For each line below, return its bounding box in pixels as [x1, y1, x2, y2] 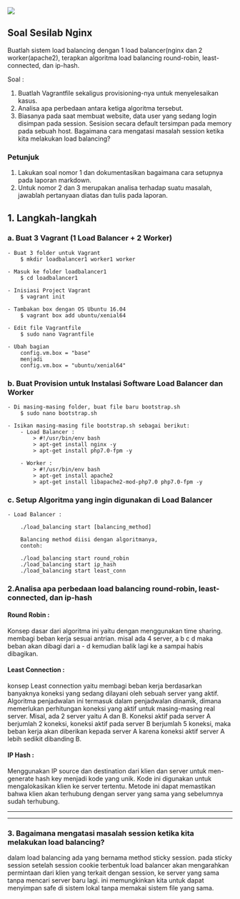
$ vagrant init [20, 293, 66, 300]
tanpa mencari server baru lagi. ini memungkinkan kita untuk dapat [7, 876, 205, 885]
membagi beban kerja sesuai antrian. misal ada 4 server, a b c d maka [7, 634, 213, 643]
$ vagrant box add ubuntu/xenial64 [20, 311, 126, 319]
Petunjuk [7, 152, 39, 162]
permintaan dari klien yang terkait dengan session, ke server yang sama [7, 868, 220, 878]
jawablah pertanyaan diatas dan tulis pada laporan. [17, 191, 168, 200]
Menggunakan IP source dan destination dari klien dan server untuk [7, 766, 207, 775]
